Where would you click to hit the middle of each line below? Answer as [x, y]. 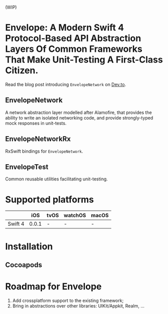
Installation [29, 246]
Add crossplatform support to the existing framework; [68, 300]
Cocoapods [24, 265]
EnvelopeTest [27, 167]
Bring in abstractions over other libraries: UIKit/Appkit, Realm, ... [78, 306]
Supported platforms [50, 199]
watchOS [75, 215]
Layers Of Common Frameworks [74, 49]
